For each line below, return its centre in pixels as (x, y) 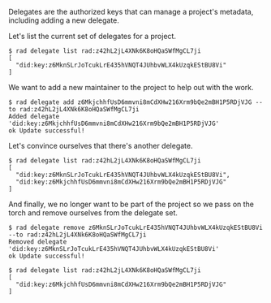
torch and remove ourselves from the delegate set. (93, 213)
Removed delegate (38, 242)
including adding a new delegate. (64, 20)
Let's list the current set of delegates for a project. (92, 36)
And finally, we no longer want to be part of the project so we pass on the (131, 204)
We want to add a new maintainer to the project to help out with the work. (131, 87)
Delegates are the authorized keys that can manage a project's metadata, (131, 12)
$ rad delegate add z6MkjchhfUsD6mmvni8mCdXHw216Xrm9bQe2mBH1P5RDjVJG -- (136, 102)
